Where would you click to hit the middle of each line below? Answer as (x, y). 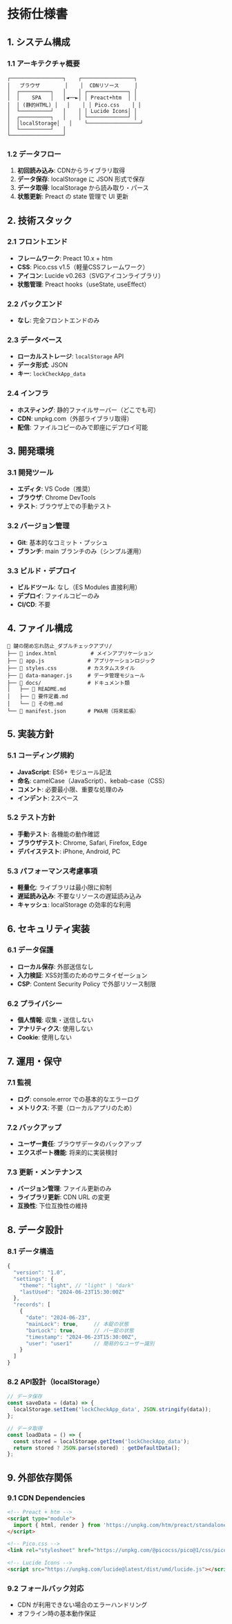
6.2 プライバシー (35, 1004)
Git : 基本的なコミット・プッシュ (62, 542)
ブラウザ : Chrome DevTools (56, 498)
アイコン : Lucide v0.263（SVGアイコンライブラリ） (90, 275)
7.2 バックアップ (35, 1127)
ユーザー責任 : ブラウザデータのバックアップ (79, 1144)
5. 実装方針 (30, 734)
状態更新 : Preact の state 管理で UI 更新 (73, 197)
